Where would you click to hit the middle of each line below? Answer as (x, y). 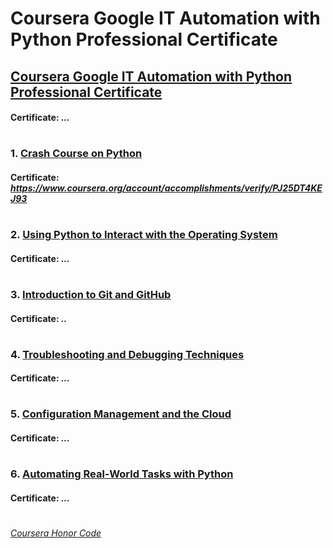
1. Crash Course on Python (76, 154)
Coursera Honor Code (56, 533)
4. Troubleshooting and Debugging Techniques (127, 354)
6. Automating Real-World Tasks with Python (122, 474)
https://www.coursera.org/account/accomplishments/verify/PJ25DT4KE (166, 188)
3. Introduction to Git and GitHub (91, 294)
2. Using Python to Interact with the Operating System (144, 235)
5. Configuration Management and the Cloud (121, 414)
